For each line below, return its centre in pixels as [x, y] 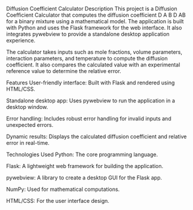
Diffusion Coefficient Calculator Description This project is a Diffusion [92, 9]
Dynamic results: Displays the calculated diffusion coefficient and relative [96, 136]
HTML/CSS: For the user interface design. [58, 201]
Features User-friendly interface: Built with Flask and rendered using [91, 83]
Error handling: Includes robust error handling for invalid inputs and [89, 118]
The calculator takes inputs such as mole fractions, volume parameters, [94, 52]
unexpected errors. [30, 125]
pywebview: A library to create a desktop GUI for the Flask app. [84, 178]
